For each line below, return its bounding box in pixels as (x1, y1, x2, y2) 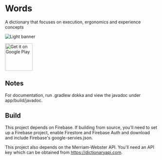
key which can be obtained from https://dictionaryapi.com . (5, 149, 123, 155)
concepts (5, 24, 24, 30)
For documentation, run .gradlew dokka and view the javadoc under (5, 92, 141, 98)
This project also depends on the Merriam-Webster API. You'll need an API (5, 144, 155, 150)
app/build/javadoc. (5, 97, 43, 103)
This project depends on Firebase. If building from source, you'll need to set (5, 124, 157, 130)
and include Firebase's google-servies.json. (5, 135, 93, 141)
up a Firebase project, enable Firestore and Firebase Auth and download (5, 129, 150, 135)
